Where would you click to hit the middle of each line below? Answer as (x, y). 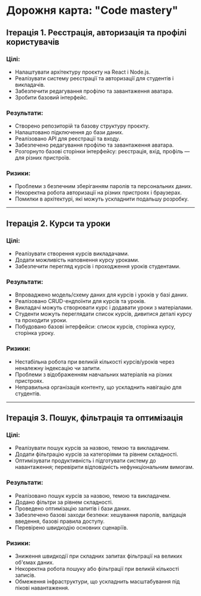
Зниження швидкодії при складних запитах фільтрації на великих (98, 556)
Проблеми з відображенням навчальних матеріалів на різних (93, 374)
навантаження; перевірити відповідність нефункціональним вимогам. (104, 467)
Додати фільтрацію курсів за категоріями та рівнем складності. (96, 454)
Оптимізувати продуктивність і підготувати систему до (86, 461)
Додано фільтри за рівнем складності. (64, 502)
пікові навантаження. (42, 588)
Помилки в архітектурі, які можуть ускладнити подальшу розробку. (102, 199)
